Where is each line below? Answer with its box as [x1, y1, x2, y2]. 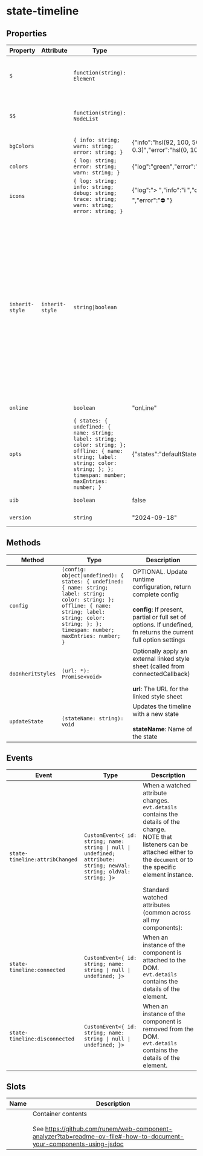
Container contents [32, 1109, 88, 1118]
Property [9, 47, 36, 54]
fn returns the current [132, 628, 194, 636]
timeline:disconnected [9, 1035, 74, 1042]
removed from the [143, 1025, 194, 1033]
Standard [143, 885, 169, 894]
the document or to [143, 855, 193, 864]
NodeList [73, 116, 98, 122]
